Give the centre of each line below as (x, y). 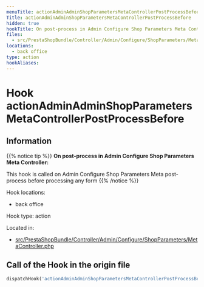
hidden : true (23, 23)
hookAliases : (23, 63)
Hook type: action (29, 216)
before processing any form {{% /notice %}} (83, 181)
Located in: (20, 227)
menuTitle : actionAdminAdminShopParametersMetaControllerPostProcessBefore (104, 12)
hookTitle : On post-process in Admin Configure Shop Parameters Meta (96, 29)
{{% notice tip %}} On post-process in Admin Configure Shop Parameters (100, 156)
